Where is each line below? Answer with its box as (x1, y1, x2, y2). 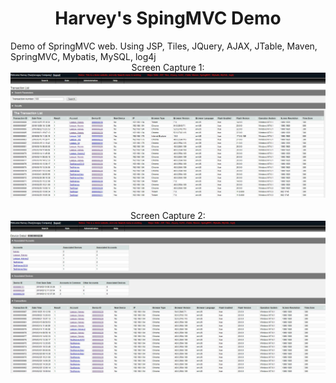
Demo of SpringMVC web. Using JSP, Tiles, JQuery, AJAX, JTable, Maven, (10, 40, 318, 52)
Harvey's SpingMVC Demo (54, 7, 282, 30)
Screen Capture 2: (130, 210, 206, 222)
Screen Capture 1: (131, 61, 205, 73)
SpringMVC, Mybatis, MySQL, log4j (10, 50, 157, 62)
